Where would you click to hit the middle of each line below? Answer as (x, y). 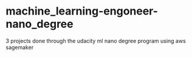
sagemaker (20, 47)
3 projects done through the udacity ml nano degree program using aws (96, 41)
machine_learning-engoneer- (82, 11)
